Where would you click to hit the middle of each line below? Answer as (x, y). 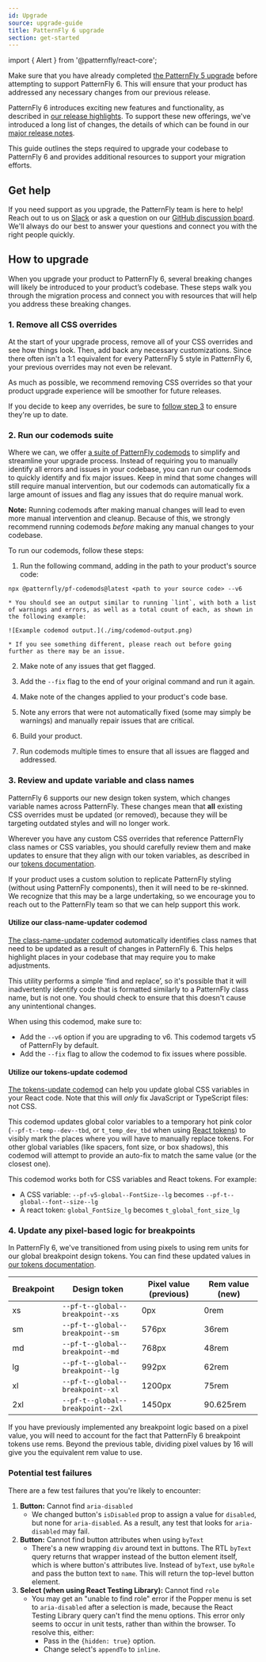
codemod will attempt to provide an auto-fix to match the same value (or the (133, 1156)
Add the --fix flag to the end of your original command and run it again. (137, 681)
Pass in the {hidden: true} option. (99, 1641)
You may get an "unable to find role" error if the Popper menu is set (141, 1599)
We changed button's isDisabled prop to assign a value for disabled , (144, 1514)
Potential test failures (50, 1473)
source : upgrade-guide (46, 23)
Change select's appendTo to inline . (102, 1649)
